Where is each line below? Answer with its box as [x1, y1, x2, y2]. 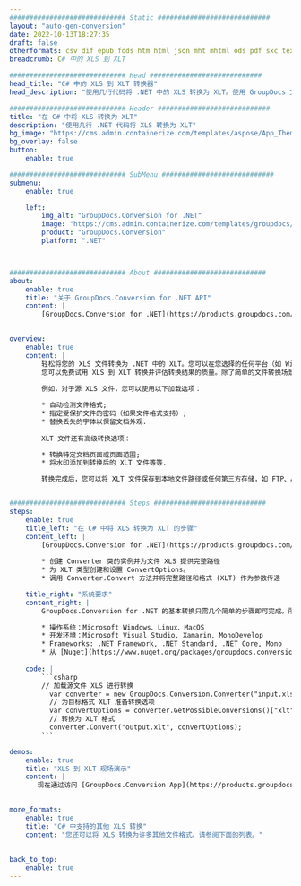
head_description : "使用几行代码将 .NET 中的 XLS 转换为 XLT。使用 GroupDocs [9, 87, 287, 97]
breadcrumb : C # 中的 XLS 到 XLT [9, 55, 126, 64]
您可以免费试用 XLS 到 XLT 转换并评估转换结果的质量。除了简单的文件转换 [41, 368, 282, 377]
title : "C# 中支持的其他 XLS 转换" [25, 821, 148, 830]
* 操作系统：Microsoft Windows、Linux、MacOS [41, 622, 205, 632]
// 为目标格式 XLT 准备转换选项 [48, 698, 155, 707]
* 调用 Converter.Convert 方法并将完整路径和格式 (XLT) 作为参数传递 [41, 574, 280, 583]
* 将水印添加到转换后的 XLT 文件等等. [41, 458, 168, 467]
